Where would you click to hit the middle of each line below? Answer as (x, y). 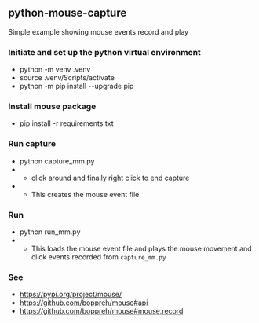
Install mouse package (52, 107)
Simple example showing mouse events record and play (98, 31)
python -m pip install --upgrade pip (77, 86)
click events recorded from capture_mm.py (98, 257)
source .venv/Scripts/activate (67, 78)
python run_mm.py (50, 232)
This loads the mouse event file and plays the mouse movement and (142, 248)
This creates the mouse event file (85, 194)
